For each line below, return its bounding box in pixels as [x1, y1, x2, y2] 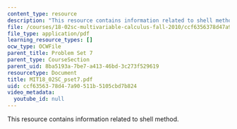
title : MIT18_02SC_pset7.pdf [7, 75, 93, 83]
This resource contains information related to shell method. [7, 115, 179, 123]
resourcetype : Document [7, 69, 78, 76]
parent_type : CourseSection [7, 56, 90, 63]
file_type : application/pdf [7, 30, 90, 37]
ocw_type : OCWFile [7, 43, 61, 50]
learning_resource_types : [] [7, 37, 93, 44]
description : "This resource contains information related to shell [7, 17, 213, 24]
